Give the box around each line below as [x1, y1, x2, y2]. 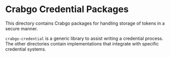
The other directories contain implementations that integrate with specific [5, 40, 159, 46]
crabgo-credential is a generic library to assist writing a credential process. [5, 35, 163, 41]
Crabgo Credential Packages [5, 4, 129, 15]
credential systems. [5, 46, 47, 52]
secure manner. [5, 25, 38, 31]
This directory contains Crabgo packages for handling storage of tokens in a [5, 20, 165, 26]
